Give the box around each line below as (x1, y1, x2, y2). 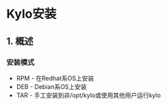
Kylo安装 (6, 6, 57, 22)
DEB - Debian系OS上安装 (16, 82, 87, 90)
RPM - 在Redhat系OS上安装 (16, 74, 94, 82)
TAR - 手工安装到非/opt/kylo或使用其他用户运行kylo (16, 91, 161, 99)
